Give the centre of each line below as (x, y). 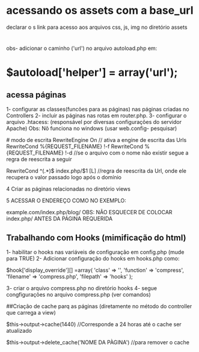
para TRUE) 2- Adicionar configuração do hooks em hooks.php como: (93, 258)
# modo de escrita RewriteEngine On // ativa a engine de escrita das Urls (96, 140)
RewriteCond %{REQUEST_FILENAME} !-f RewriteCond (75, 147)
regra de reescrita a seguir (39, 159)
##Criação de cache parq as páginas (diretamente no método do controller (99, 306)
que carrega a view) (31, 312)
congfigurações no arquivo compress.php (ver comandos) (79, 294)
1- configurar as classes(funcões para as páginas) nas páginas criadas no (98, 110)
